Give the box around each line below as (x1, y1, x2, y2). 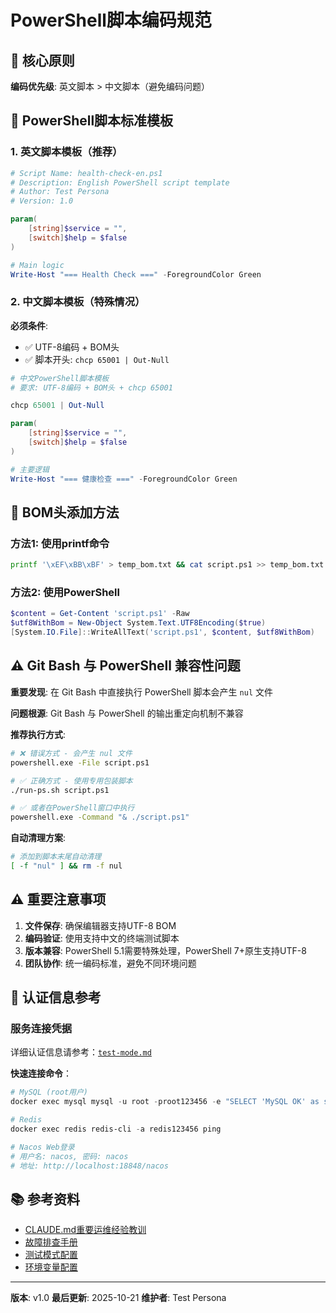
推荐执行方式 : (10, 728, 67, 740)
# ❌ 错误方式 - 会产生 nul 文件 (10, 748, 133, 758)
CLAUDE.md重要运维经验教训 (24, 1224, 147, 1236)
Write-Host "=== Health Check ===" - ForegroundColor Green (10, 269, 262, 280)
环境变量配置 (24, 1261, 78, 1273)
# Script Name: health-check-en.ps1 (10, 168, 163, 178)
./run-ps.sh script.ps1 (10, 785, 110, 795)
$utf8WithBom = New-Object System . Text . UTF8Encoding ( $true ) (10, 618, 267, 628)
